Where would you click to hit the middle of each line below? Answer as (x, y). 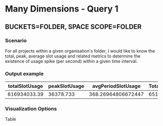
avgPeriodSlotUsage (116, 86)
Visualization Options (31, 109)
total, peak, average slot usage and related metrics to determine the (73, 56)
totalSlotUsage (25, 86)
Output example (24, 73)
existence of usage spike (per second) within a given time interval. (71, 61)
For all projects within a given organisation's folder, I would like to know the (80, 51)
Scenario (16, 41)
